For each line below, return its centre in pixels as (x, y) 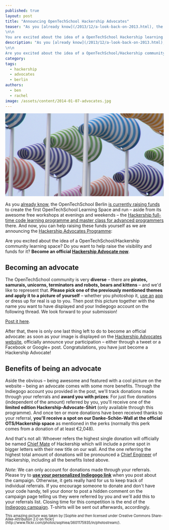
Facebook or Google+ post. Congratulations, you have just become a (77, 347)
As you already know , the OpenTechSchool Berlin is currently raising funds (82, 205)
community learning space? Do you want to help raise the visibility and (78, 246)
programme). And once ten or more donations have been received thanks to (84, 413)
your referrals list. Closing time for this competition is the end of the (75, 502)
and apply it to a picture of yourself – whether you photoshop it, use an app (84, 296)
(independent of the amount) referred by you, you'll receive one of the (78, 402)
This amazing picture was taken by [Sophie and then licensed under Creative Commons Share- (84, 516)
